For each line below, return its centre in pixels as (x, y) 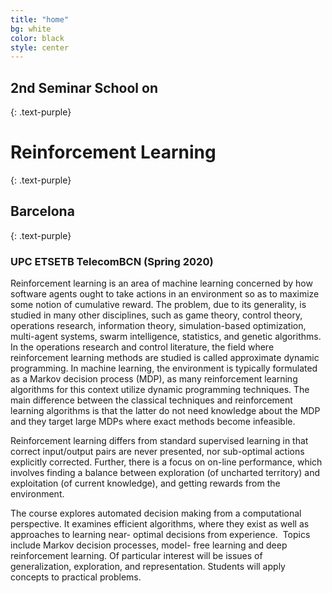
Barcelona (42, 211)
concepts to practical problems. (76, 577)
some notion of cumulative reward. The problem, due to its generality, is (158, 305)
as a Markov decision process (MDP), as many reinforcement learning (154, 379)
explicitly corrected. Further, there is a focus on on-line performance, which (166, 462)
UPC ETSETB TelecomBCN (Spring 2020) (112, 261)
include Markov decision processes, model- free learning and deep (149, 545)
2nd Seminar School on (84, 87)
